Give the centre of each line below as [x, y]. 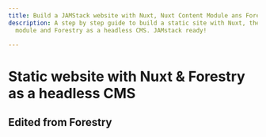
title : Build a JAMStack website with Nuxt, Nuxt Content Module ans [125, 15]
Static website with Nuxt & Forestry [127, 76]
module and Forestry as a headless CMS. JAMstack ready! [111, 30]
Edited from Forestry [60, 122]
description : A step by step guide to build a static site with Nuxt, [127, 23]
